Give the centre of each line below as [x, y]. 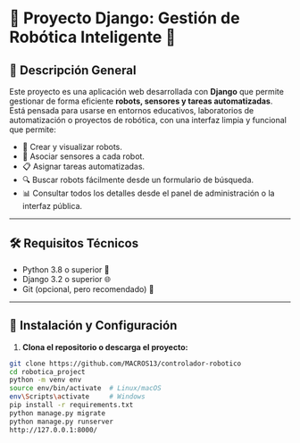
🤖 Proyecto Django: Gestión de [125, 18]
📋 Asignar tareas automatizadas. [83, 166]
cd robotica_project [48, 372]
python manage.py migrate [57, 413]
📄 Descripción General [73, 70]
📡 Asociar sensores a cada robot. [83, 156]
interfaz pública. [52, 206]
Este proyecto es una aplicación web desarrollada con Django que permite [146, 92]
